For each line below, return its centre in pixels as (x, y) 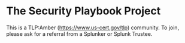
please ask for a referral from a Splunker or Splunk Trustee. (79, 33)
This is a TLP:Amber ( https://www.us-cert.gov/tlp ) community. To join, (93, 27)
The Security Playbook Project (84, 11)
